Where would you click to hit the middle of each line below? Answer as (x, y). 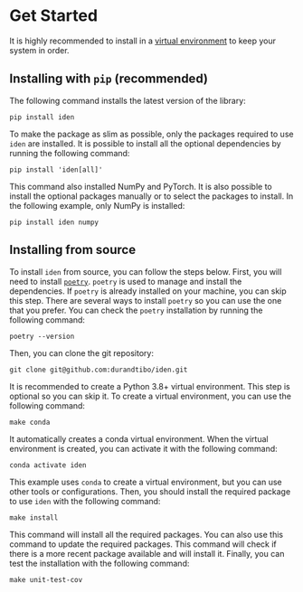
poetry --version (42, 336)
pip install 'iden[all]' (56, 169)
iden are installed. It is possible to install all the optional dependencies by (146, 143)
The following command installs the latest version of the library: (128, 100)
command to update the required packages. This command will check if (143, 544)
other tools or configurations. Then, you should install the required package (150, 491)
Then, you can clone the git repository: (81, 352)
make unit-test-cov (46, 579)
